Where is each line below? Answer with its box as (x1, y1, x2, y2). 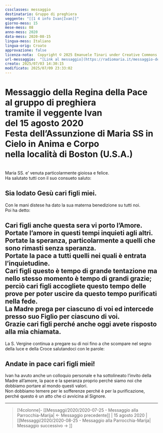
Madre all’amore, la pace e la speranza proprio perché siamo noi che (5, 378, 142, 384)
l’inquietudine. (5, 260, 50, 268)
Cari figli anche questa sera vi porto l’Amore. (5, 222, 143, 230)
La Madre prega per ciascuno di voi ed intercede (5, 305, 154, 313)
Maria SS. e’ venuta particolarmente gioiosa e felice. (5, 170, 109, 175)
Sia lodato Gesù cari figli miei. (5, 189, 97, 197)
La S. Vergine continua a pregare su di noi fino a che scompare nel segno (5, 341, 152, 346)
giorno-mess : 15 (5, 20, 38, 26)
